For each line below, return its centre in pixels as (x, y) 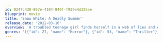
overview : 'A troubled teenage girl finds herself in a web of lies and (80, 28)
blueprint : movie (23, 14)
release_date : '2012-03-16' (33, 23)
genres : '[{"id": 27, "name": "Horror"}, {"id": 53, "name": (68, 32)
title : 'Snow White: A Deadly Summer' (44, 18)
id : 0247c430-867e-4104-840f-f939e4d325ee (49, 9)
